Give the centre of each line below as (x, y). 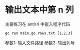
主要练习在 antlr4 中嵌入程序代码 (38, 24)
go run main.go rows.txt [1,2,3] (39, 33)
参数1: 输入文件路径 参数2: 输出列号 (40, 43)
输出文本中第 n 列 (40, 10)
